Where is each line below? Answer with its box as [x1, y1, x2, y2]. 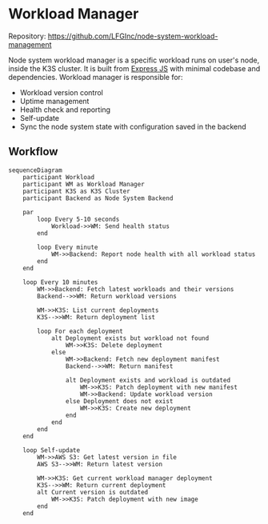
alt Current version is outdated [37, 488, 149, 496]
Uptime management [19, 96, 90, 106]
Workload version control [19, 87, 104, 97]
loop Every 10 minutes [22, 278, 98, 286]
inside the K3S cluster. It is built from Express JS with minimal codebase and [8, 63, 261, 73]
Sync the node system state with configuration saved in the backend [19, 122, 246, 131]
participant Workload [22, 173, 94, 181]
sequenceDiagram [8, 166, 62, 174]
